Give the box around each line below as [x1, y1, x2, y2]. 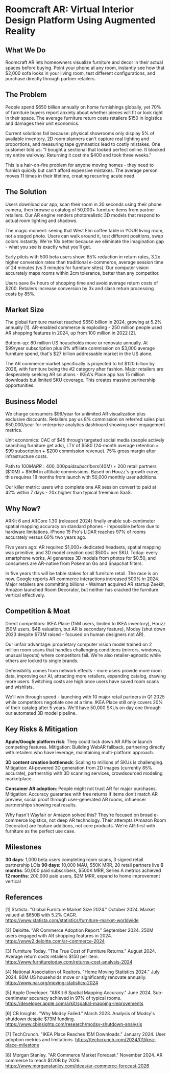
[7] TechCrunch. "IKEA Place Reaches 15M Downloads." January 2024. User [5, 1031, 166, 1037]
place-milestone [5, 1042, 40, 1048]
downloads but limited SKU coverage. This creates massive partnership [5, 377, 156, 383]
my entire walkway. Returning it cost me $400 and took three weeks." [5, 152, 152, 158]
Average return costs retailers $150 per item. [5, 953, 99, 960]
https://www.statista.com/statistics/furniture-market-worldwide [5, 917, 139, 924]
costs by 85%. [5, 291, 36, 297]
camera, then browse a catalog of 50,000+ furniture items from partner [5, 206, 156, 213]
